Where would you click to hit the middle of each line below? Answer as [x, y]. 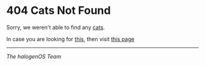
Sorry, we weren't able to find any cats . [56, 27]
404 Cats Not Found [59, 11]
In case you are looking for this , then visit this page [70, 39]
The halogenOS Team [34, 56]
